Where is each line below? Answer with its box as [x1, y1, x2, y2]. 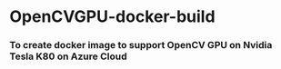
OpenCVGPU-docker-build [9, 6, 216, 27]
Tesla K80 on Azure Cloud [9, 50, 127, 63]
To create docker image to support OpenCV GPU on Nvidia [9, 39, 273, 52]
